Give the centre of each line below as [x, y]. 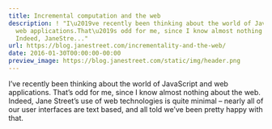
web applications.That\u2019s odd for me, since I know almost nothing [139, 31]
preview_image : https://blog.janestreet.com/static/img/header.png [125, 61]
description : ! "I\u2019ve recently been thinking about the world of [130, 23]
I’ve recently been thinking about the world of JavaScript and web [119, 83]
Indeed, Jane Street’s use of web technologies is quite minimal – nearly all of [136, 101]
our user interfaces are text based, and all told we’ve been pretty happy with [136, 109]
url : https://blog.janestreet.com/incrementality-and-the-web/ [117, 46]
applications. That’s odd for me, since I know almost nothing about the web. [135, 92]
